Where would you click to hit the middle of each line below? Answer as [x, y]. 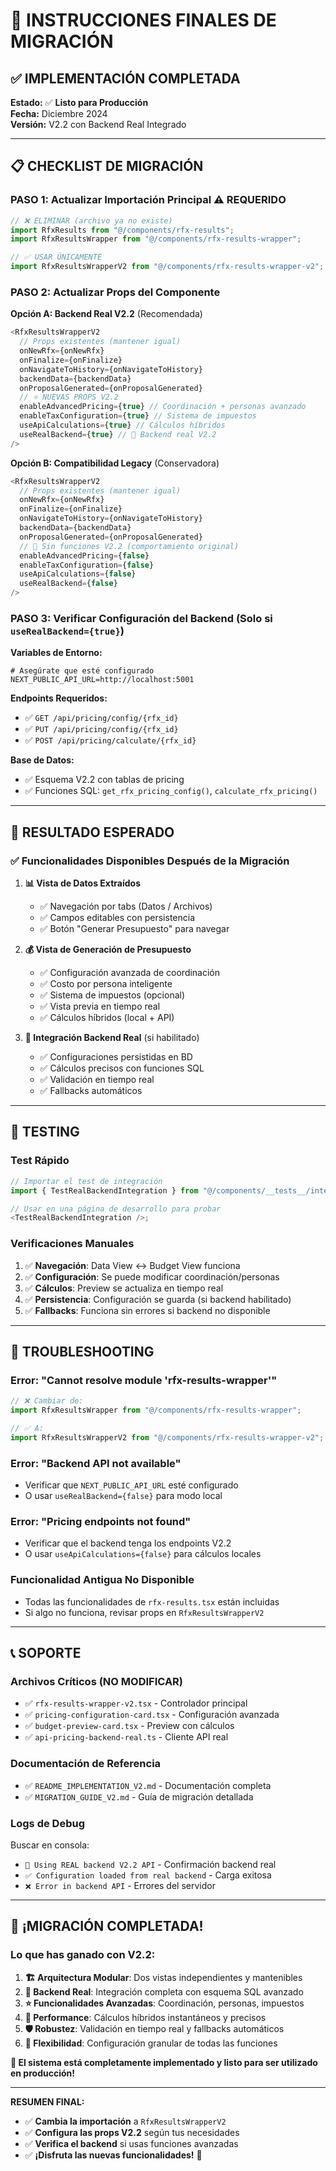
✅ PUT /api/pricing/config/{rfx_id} [101, 729]
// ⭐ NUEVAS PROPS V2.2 [69, 397]
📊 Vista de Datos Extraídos [82, 883]
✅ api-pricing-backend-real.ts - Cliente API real [126, 1737]
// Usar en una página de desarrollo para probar [116, 1209]
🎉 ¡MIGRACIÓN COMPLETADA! [107, 1926]
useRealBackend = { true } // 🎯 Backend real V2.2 [118, 434]
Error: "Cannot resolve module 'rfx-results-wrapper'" [144, 1380]
